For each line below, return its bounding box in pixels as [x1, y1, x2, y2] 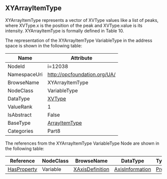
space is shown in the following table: [5, 42, 83, 49]
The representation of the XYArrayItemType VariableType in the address [5, 37, 153, 43]
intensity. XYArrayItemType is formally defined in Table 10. [5, 27, 124, 34]
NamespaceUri [7, 71, 43, 78]
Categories [7, 127, 34, 134]
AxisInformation [114, 166, 152, 173]
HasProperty [7, 166, 37, 173]
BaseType [7, 119, 31, 126]
